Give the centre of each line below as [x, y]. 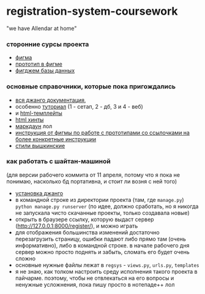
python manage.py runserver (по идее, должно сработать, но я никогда [107, 206]
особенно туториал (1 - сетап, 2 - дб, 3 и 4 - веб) [79, 106]
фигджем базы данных [45, 71]
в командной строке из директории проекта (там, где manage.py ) [100, 199]
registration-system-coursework [92, 11]
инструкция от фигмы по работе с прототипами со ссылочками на [102, 133]
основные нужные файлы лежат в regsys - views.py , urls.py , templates [107, 265]
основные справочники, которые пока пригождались [91, 87]
